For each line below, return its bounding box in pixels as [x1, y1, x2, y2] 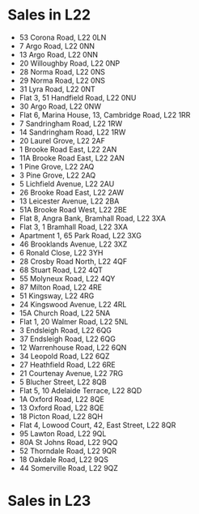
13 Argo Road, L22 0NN [19, 49, 99, 59]
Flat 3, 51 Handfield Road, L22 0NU [19, 92, 137, 102]
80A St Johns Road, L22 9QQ [19, 437, 118, 447]
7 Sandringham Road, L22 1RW [19, 118, 123, 128]
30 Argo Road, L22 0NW [19, 101, 102, 111]
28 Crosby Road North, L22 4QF [19, 256, 127, 266]
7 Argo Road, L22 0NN [19, 41, 95, 50]
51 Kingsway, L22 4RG [19, 290, 95, 301]
